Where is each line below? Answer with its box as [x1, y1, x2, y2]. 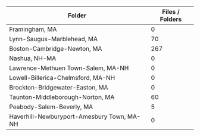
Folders [160, 15, 182, 23]
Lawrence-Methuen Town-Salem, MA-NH [9, 64, 129, 72]
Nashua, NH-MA [9, 54, 57, 62]
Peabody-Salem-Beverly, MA [9, 103, 93, 111]
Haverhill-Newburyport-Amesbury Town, [9, 113, 126, 120]
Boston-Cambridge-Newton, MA [9, 45, 102, 52]
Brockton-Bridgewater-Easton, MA [9, 84, 108, 91]
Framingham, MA [9, 25, 57, 33]
